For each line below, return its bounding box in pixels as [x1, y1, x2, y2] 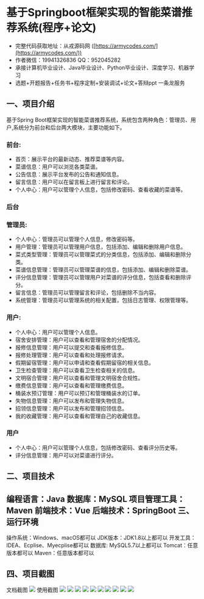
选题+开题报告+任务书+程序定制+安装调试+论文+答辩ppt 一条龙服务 [15, 79, 186, 86]
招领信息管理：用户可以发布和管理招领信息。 [15, 404, 128, 412]
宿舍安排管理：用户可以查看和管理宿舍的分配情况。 [15, 336, 144, 343]
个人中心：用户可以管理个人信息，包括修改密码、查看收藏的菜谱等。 [15, 186, 186, 193]
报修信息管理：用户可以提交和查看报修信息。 [15, 343, 128, 351]
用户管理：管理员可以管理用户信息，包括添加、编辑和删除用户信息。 [15, 243, 186, 251]
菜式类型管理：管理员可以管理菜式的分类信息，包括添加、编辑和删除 [15, 251, 186, 258]
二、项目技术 [6, 471, 55, 482]
